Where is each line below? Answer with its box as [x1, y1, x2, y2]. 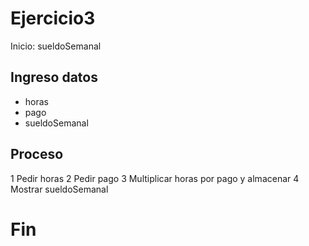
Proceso [10, 146, 64, 163]
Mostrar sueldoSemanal [10, 183, 109, 195]
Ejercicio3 [10, 7, 96, 30]
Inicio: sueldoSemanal [10, 40, 102, 52]
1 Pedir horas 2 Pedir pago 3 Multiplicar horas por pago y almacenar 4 [10, 172, 300, 184]
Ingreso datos [10, 69, 98, 86]
